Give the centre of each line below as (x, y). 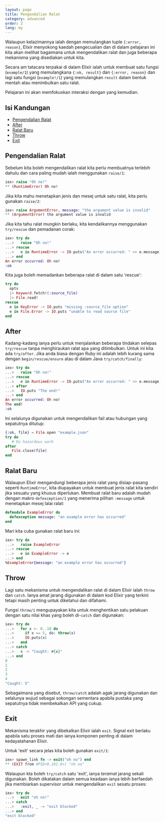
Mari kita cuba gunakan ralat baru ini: (43, 531)
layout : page (18, 10)
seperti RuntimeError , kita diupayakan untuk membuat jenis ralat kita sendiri (82, 488)
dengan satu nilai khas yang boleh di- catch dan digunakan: (65, 615)
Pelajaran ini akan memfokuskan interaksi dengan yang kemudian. (72, 92)
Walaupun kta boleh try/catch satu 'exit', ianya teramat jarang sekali (74, 773)
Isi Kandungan (28, 108)
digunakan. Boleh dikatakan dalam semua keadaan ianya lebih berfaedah (79, 779)
